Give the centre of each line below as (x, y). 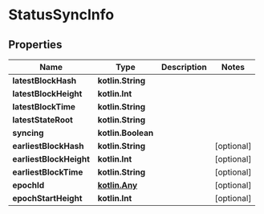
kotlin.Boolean (126, 133)
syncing (28, 133)
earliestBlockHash (48, 146)
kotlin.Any (118, 185)
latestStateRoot (43, 120)
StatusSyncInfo (61, 15)
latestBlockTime (44, 107)
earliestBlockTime (48, 172)
